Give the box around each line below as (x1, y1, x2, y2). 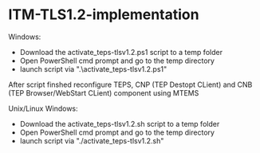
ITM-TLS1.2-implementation (8, 6, 199, 24)
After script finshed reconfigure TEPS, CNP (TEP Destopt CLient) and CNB (8, 80, 253, 89)
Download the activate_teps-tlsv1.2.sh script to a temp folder (19, 119, 220, 128)
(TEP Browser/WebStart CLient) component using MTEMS (8, 88, 199, 97)
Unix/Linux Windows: (8, 104, 78, 113)
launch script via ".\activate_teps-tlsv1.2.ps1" (19, 64, 167, 73)
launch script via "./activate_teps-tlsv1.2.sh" (19, 135, 164, 145)
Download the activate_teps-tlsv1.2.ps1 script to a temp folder (19, 47, 223, 57)
